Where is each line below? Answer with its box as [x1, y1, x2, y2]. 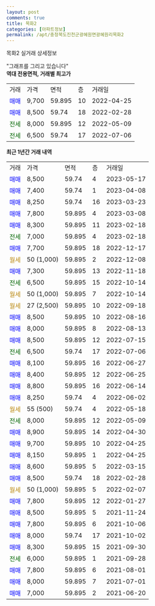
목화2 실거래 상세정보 [6, 50, 57, 57]
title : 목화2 [6, 20, 37, 26]
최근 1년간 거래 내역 [6, 148, 52, 156]
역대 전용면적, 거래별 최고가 [6, 70, 71, 77]
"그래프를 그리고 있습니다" [6, 63, 69, 70]
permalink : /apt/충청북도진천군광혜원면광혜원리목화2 [6, 32, 124, 38]
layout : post [6, 9, 40, 15]
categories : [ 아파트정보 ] [6, 26, 66, 33]
